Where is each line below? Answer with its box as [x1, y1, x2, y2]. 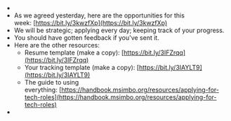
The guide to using [24, 78, 79, 86]
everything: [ [24, 85, 62, 94]
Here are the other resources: [13, 41, 100, 49]
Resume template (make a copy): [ [24, 48, 124, 57]
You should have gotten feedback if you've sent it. [13, 34, 159, 42]
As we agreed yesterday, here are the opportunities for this [13, 11, 185, 20]
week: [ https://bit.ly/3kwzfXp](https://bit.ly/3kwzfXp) [13, 19, 168, 27]
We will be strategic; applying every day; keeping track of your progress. [13, 26, 225, 34]
